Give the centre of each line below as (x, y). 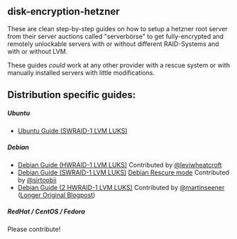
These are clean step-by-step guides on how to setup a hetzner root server (118, 28)
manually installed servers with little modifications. (81, 72)
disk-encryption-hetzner (64, 12)
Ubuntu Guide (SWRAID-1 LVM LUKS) (72, 131)
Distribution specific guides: (72, 95)
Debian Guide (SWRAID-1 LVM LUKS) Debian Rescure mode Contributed (123, 172)
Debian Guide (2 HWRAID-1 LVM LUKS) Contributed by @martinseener (121, 188)
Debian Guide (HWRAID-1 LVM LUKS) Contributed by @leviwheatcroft (120, 165)
